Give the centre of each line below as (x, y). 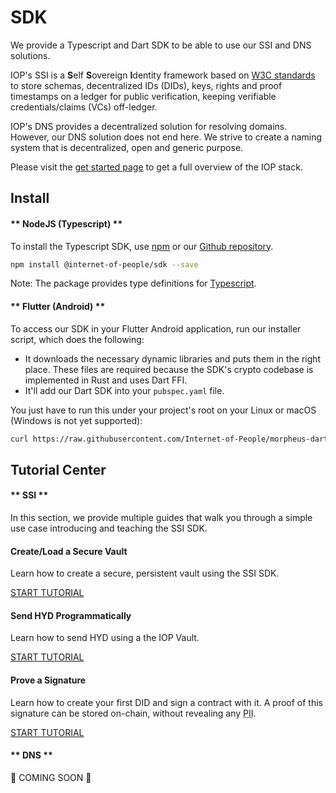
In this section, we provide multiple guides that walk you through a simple (161, 518)
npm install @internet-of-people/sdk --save (104, 264)
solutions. (30, 55)
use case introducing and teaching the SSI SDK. (109, 528)
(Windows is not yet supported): (76, 420)
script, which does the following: (77, 339)
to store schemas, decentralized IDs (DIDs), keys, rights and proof (146, 85)
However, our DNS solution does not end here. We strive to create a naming (166, 137)
